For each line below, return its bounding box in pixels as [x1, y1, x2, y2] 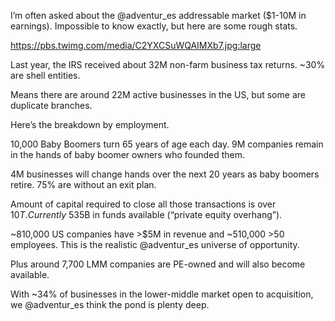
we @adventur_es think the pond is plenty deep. [10, 299, 210, 310]
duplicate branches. [10, 100, 93, 111]
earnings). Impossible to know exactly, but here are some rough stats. [10, 20, 298, 32]
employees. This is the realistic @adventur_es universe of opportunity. [10, 239, 300, 250]
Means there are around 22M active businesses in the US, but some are [10, 89, 306, 100]
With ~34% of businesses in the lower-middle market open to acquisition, [10, 288, 314, 300]
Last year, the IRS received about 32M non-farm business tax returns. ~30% [10, 59, 326, 70]
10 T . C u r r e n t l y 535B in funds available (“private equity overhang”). [10, 209, 283, 220]
